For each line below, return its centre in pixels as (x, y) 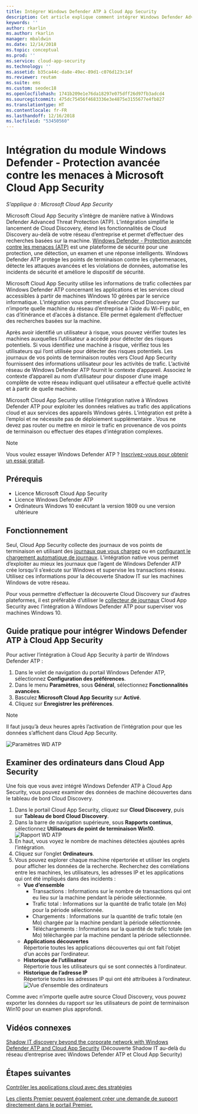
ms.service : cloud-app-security (46, 61)
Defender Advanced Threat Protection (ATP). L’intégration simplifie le (90, 222)
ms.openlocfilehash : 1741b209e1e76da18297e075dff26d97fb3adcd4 (85, 94)
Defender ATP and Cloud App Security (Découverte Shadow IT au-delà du (96, 1048)
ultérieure (26, 512)
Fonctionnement (37, 531)
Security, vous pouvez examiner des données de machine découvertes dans (99, 792)
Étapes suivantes (39, 1073)
